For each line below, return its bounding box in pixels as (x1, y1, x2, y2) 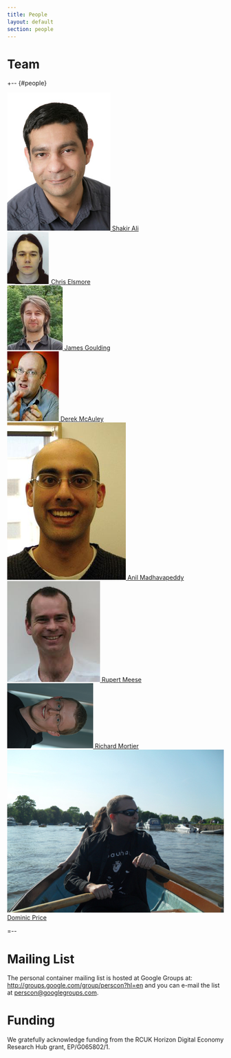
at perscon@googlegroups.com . (7, 988, 99, 997)
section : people (7, 26, 54, 32)
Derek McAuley (60, 415, 104, 423)
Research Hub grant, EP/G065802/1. (7, 1043, 110, 1051)
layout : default (7, 18, 54, 26)
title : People (7, 11, 48, 18)
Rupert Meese (101, 676, 142, 684)
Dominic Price (7, 914, 47, 922)
